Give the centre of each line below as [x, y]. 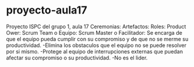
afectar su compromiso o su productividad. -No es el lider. [77, 58]
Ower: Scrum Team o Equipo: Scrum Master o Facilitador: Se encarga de [94, 32]
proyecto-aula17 [47, 10]
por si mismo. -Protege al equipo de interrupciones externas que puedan [95, 51]
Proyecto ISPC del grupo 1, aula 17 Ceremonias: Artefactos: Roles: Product [96, 26]
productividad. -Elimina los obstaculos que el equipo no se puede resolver [96, 45]
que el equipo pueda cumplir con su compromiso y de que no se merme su [97, 39]
